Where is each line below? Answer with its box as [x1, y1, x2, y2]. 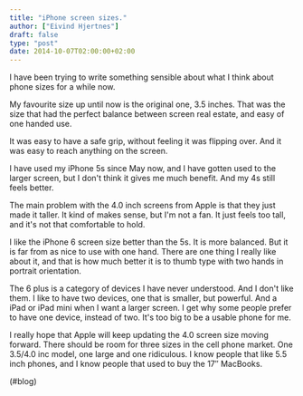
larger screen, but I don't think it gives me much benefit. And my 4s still [9, 173, 276, 184]
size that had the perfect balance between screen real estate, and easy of [9, 109, 285, 120]
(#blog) [9, 376, 38, 387]
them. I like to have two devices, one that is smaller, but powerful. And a [9, 293, 278, 304]
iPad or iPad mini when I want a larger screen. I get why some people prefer [9, 303, 292, 314]
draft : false [9, 30, 59, 39]
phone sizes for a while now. [9, 82, 116, 92]
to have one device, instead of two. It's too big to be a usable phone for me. [9, 312, 292, 323]
